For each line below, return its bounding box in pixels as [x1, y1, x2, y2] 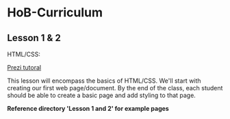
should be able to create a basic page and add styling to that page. [7, 91, 196, 99]
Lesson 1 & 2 [7, 32, 62, 44]
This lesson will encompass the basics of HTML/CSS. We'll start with [7, 77, 201, 85]
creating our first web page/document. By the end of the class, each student [7, 84, 223, 92]
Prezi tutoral [7, 64, 42, 71]
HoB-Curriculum [7, 5, 103, 21]
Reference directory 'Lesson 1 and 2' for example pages [7, 105, 169, 112]
